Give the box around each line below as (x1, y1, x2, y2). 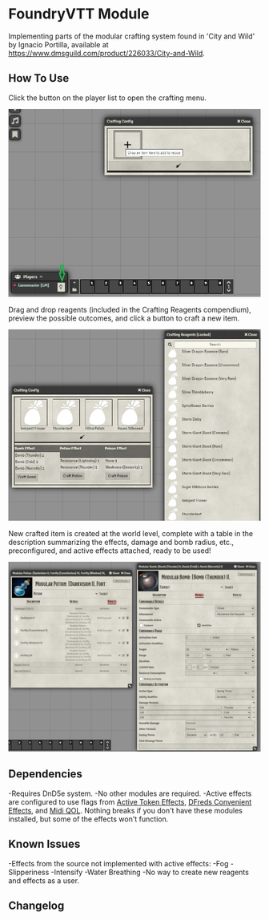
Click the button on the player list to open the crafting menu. (8, 93, 207, 103)
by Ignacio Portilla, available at (8, 39, 110, 49)
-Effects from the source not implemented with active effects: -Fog (8, 858, 229, 868)
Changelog (8, 898, 65, 912)
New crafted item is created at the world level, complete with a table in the (8, 528, 254, 538)
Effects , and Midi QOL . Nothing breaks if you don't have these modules (8, 805, 243, 815)
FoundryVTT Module (8, 5, 150, 23)
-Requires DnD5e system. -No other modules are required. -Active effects (8, 789, 252, 798)
